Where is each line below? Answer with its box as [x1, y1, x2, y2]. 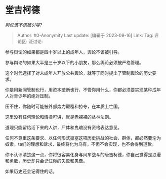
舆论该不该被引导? [5, 22, 42, 28]
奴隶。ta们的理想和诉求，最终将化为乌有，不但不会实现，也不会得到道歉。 [5, 141, 157, 147]
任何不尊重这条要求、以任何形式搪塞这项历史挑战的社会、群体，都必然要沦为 [5, 134, 161, 141]
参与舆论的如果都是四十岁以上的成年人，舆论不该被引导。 [5, 49, 122, 55]
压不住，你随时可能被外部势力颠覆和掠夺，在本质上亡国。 [5, 103, 122, 109]
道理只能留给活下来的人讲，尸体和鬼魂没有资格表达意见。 [5, 124, 122, 130]
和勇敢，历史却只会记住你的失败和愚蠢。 [5, 158, 87, 164]
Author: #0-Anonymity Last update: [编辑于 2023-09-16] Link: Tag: [17, 32, 154, 38]
